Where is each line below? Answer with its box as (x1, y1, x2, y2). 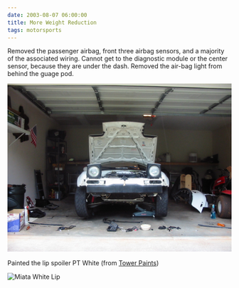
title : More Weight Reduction (7, 18, 97, 26)
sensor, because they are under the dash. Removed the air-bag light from (7, 62, 223, 70)
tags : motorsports (7, 26, 62, 33)
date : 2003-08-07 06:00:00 (7, 11, 87, 18)
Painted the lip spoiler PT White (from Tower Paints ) (7, 259, 159, 267)
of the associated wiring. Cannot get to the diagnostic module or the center (7, 54, 228, 63)
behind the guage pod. (7, 70, 75, 78)
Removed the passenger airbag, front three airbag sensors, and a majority (7, 47, 225, 55)
